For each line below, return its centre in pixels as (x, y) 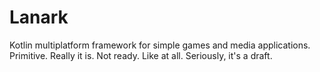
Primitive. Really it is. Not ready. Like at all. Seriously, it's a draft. (141, 55)
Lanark (39, 17)
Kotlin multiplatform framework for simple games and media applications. (160, 45)
